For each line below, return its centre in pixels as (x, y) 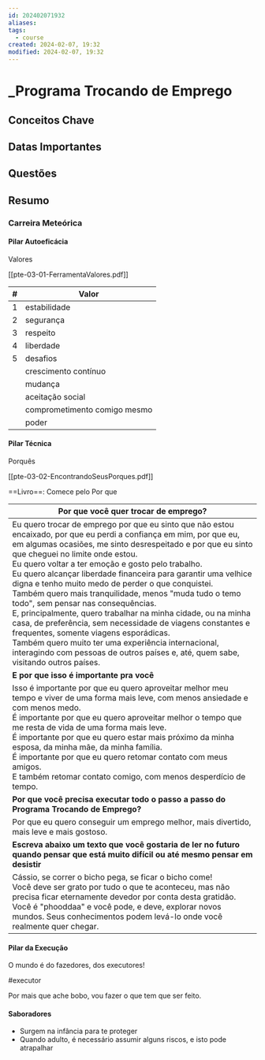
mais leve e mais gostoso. (60, 832)
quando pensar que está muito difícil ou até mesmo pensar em (132, 854)
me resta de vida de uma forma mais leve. (90, 727)
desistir (27, 865)
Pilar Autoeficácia (38, 242)
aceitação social (55, 396)
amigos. (27, 767)
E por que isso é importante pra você (83, 675)
